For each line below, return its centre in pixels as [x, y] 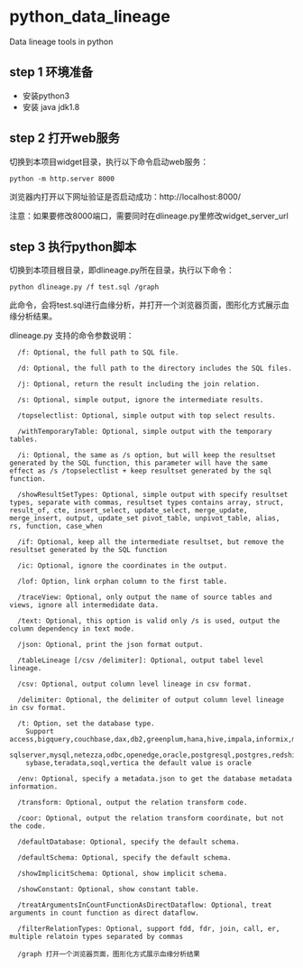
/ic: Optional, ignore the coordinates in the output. [123, 566]
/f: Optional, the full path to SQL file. [98, 353]
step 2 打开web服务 [64, 138]
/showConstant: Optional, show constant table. [109, 890]
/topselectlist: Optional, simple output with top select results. [147, 416]
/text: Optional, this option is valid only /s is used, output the [149, 621]
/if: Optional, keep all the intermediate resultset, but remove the [151, 542]
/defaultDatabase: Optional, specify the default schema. [129, 842]
